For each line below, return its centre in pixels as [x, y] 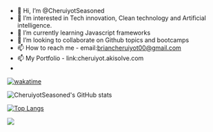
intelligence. [34, 25]
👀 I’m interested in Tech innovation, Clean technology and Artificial [112, 18]
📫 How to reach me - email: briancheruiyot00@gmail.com [99, 48]
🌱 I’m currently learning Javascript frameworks [84, 32]
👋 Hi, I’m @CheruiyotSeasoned [61, 11]
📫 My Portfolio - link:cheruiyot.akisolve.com [80, 58]
